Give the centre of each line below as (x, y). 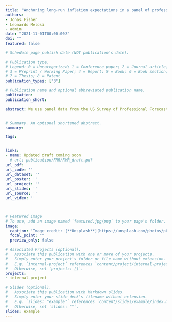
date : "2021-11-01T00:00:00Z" (38, 34)
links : (12, 151)
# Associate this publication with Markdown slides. (65, 292)
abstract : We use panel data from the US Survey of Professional (76, 109)
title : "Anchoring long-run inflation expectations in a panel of (78, 10)
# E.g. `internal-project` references (49, 264)
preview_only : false (32, 240)
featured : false (23, 44)
